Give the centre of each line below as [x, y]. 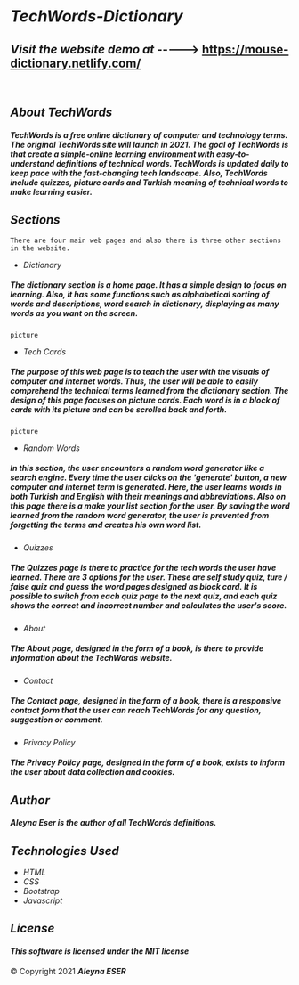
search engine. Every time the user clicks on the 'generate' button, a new [149, 477]
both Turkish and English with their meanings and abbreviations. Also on [148, 497]
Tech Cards [44, 351]
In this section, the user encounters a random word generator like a [137, 468]
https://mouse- [245, 49]
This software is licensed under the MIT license [100, 951]
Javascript [43, 900]
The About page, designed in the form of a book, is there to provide [137, 648]
